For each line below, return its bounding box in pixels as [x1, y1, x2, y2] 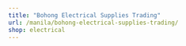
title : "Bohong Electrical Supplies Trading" [8, 11, 161, 19]
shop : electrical [8, 26, 66, 34]
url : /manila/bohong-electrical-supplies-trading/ [8, 19, 179, 27]
